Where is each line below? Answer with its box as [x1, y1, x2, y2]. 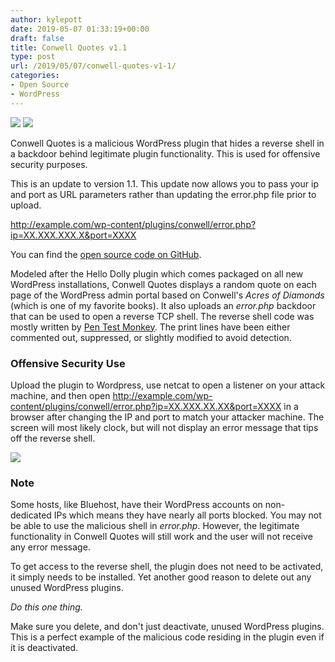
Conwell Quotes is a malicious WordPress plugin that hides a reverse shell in [10, 137, 325, 149]
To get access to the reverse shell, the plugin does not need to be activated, [10, 561, 324, 573]
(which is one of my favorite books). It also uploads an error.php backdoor [10, 299, 317, 311]
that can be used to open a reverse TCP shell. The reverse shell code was [10, 310, 315, 322]
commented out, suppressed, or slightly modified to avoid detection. [10, 331, 292, 343]
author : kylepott [10, 14, 83, 25]
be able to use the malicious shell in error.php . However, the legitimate [10, 520, 300, 532]
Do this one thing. [10, 601, 83, 613]
